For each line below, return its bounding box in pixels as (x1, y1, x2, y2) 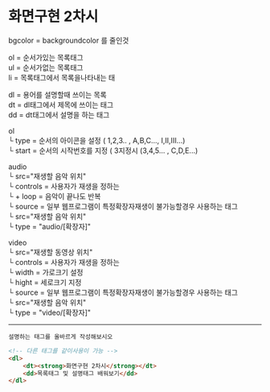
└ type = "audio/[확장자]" (8, 221, 91, 231)
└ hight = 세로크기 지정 (8, 277, 82, 287)
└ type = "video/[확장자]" (8, 307, 91, 317)
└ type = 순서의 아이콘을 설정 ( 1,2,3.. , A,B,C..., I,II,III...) (8, 135, 186, 145)
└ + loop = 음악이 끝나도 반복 (8, 191, 101, 201)
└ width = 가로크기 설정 (8, 267, 84, 277)
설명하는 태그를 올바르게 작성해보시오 (8, 332, 113, 340)
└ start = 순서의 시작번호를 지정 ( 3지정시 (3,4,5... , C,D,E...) (8, 146, 198, 155)
